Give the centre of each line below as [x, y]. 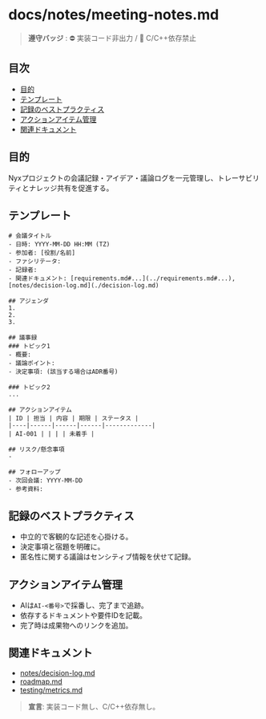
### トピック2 [29, 388]
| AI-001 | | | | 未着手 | [51, 434]
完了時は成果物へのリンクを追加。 [76, 625]
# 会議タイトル [30, 236]
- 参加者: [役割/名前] [42, 253]
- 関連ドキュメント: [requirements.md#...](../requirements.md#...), [122, 278]
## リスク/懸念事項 [36, 450]
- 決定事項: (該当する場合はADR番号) [63, 372]
